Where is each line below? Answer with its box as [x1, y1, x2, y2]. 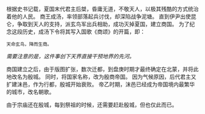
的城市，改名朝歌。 [6, 89, 55, 95]
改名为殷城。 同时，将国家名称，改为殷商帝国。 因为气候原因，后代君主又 [11, 73, 196, 80]
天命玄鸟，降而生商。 [6, 41, 52, 47]
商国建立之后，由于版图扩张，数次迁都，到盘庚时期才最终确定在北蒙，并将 [6, 65, 193, 73]
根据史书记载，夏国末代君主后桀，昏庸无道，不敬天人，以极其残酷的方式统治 [6, 5, 199, 12]
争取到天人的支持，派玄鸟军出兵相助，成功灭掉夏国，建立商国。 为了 [16, 21, 190, 27]
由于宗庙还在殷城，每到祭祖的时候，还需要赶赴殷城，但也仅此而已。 [6, 101, 178, 108]
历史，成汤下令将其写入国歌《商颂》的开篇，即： [22, 28, 145, 35]
